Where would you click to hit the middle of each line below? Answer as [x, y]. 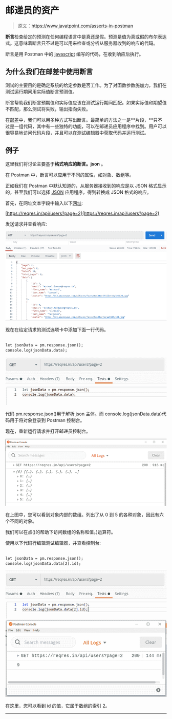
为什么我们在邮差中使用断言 [49, 72]
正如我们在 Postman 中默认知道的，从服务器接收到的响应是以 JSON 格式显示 [86, 186]
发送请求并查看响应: [26, 224]
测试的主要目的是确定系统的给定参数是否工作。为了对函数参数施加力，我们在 [86, 85]
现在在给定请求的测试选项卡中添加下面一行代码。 [57, 330]
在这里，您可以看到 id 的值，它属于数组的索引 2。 [58, 706]
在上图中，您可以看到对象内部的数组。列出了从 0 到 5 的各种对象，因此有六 [84, 515]
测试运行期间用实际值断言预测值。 [41, 91]
